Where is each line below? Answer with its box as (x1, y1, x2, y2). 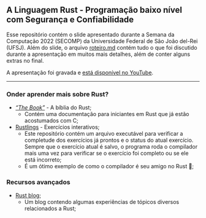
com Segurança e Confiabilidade (6, 15, 134, 25)
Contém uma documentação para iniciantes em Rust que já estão (24, 111, 189, 118)
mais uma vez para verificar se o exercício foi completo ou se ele (24, 150, 189, 157)
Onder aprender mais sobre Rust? (6, 90, 109, 98)
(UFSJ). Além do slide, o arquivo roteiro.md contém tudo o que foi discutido (6, 44, 197, 51)
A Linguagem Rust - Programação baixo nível (6, 5, 183, 15)
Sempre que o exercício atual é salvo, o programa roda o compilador (24, 143, 198, 150)
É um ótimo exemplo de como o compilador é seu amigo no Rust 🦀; (24, 163, 194, 170)
